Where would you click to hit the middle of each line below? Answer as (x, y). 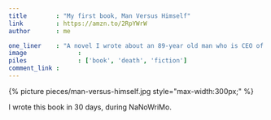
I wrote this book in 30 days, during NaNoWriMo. (90, 107)
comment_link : (34, 69)
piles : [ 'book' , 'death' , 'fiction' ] (98, 61)
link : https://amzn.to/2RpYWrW (78, 24)
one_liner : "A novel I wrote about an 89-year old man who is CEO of (136, 45)
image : (45, 54)
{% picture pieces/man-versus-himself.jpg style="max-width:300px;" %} (131, 91)
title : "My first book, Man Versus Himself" (100, 16)
